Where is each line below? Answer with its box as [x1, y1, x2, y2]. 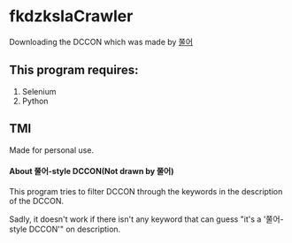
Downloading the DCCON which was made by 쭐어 [9, 36, 193, 47]
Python [21, 95, 49, 106]
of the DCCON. [9, 195, 65, 206]
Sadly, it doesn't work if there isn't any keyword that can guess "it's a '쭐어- [9, 214, 285, 224]
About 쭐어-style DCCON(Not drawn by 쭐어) [9, 166, 174, 177]
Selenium [21, 86, 57, 96]
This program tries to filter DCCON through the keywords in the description [9, 186, 283, 196]
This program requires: [9, 63, 139, 78]
